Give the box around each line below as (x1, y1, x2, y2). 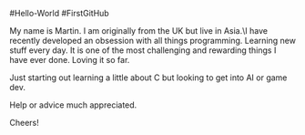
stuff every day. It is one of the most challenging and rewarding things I (9, 45, 277, 56)
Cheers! (9, 118, 39, 128)
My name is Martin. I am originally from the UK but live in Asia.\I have (9, 26, 269, 36)
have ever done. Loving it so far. (9, 55, 130, 65)
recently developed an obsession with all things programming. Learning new (9, 36, 296, 46)
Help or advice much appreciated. (9, 99, 137, 110)
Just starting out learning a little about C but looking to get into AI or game (9, 72, 288, 83)
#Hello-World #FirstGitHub (9, 8, 109, 18)
